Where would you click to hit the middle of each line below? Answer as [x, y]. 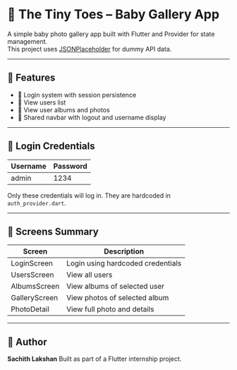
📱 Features [31, 78]
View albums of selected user [115, 287]
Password [70, 166]
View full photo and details [110, 309]
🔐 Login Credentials [51, 147]
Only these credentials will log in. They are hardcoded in [89, 195]
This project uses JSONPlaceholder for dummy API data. [90, 49]
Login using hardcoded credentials [124, 263]
